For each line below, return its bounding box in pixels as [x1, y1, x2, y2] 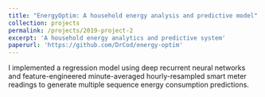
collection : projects [8, 19, 80, 27]
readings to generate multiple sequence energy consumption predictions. [8, 80, 249, 90]
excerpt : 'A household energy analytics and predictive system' [8, 33, 226, 42]
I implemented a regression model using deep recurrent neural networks [8, 63, 246, 72]
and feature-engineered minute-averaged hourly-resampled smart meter [8, 72, 247, 81]
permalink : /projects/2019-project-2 [8, 26, 134, 34]
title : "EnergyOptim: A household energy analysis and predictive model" [8, 11, 259, 20]
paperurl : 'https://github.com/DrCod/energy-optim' [8, 41, 183, 49]
